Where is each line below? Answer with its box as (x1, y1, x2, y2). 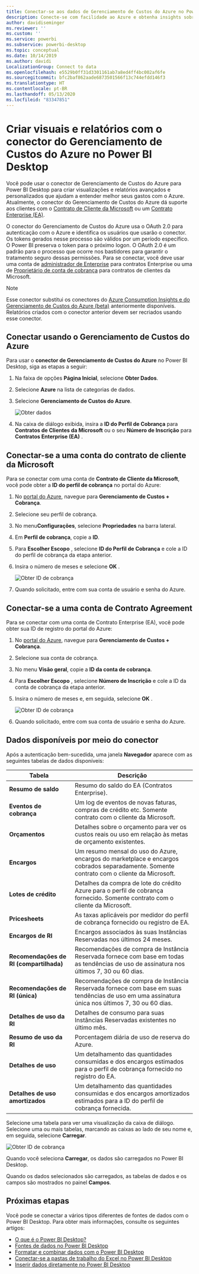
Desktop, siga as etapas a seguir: (6, 363, 88, 370)
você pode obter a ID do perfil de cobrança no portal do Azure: (6, 482, 161, 489)
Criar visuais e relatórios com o (6, 122, 163, 136)
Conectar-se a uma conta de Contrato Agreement (6, 603, 192, 613)
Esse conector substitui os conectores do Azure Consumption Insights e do (6, 296, 191, 303)
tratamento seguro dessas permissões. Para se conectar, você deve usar (6, 254, 185, 261)
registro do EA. (75, 1072, 117, 1080)
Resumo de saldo (9, 785, 59, 793)
